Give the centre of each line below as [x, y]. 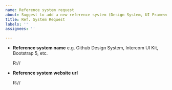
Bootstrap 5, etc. [30, 53]
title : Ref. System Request [35, 19]
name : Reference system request [40, 10]
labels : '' [17, 24]
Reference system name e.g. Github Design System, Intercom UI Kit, [85, 48]
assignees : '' [20, 29]
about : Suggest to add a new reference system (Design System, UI [78, 15]
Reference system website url [45, 73]
